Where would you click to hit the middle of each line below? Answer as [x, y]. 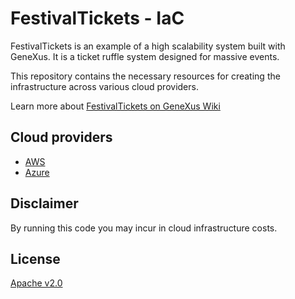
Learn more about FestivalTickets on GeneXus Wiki [115, 106]
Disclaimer [44, 203]
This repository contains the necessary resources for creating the [145, 76]
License [35, 258]
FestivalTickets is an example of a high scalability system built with [148, 46]
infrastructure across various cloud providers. [104, 86]
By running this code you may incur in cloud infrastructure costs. [144, 228]
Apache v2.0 [36, 283]
